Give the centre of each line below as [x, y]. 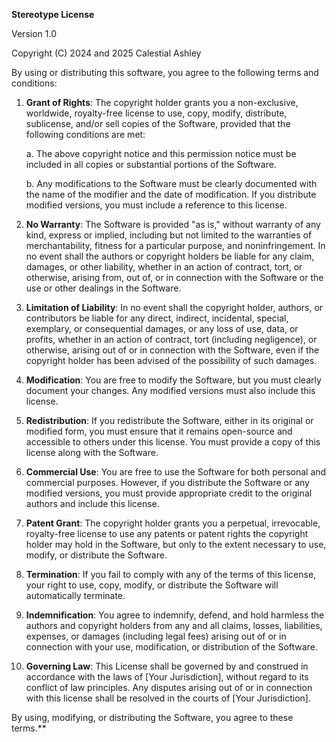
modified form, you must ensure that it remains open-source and [159, 431]
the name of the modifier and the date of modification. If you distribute [171, 194]
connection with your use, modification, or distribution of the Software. [171, 647]
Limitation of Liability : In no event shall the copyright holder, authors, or [174, 307]
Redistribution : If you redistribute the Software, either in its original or [169, 420]
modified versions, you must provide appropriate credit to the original [169, 493]
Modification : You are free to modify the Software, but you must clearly [173, 380]
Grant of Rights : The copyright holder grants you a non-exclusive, [162, 102]
